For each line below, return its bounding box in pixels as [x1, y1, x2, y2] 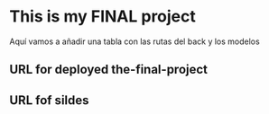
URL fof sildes [9, 92, 89, 108]
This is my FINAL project [9, 6, 197, 27]
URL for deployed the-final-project [9, 62, 209, 77]
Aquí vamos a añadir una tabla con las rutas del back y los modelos [9, 36, 260, 47]
